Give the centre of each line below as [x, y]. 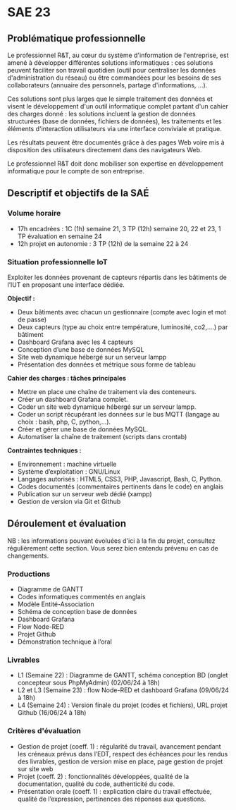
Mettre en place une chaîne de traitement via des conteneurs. [107, 391]
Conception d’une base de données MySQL [81, 349]
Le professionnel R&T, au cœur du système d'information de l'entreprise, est [118, 55]
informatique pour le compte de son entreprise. [76, 171]
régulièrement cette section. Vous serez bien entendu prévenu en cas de [113, 548]
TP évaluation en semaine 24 [60, 236]
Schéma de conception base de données [77, 612]
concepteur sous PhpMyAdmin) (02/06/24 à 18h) [89, 683]
